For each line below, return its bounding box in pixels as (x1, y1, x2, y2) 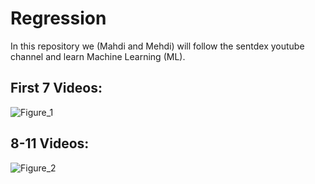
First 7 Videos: (10, 80, 103, 97)
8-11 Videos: (10, 135, 90, 152)
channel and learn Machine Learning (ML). (10, 50, 186, 62)
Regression (10, 7, 107, 30)
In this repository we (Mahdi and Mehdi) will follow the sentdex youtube (10, 40, 305, 52)
